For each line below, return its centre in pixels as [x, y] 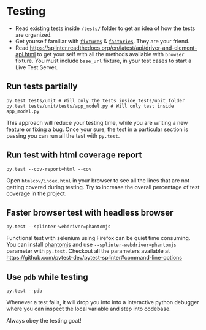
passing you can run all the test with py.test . [63, 135]
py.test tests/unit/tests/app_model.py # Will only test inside [90, 106]
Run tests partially [42, 87]
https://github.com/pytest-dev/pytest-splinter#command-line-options [94, 258]
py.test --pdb [25, 291]
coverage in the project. [36, 193]
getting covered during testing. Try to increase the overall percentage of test [103, 187]
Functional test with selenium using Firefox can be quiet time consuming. [98, 238]
